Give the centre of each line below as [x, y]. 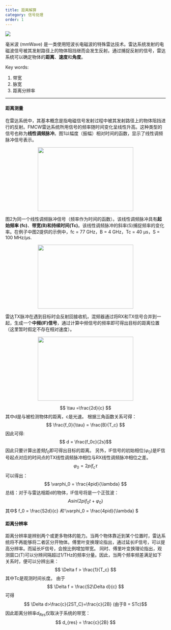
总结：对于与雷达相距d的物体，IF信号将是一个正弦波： [62, 493]
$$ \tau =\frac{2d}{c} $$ [85, 408]
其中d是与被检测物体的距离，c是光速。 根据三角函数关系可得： [71, 416]
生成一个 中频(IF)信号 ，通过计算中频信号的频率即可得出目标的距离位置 [87, 323]
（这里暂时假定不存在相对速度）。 [40, 329]
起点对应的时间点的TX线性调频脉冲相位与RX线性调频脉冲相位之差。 [80, 458]
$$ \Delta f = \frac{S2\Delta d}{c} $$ [85, 587]
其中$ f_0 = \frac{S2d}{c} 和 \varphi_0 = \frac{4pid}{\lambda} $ [72, 511]
